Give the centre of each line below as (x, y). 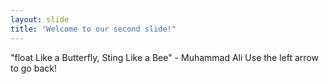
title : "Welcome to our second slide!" (93, 29)
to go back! (33, 68)
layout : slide (40, 19)
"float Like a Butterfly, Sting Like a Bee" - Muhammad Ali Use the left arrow (164, 57)
